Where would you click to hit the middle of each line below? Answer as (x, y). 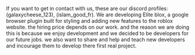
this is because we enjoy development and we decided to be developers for (97, 33)
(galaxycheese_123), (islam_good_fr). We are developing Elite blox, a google (97, 15)
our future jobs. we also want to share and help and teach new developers (96, 39)
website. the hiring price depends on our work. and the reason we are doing (98, 27)
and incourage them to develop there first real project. (71, 46)
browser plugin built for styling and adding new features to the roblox (90, 21)
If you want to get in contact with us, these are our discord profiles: (87, 8)
